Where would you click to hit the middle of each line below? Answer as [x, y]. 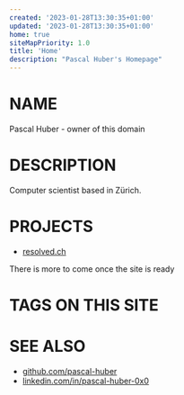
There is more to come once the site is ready [92, 269]
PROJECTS [52, 227]
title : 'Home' [36, 51]
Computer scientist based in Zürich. [75, 190]
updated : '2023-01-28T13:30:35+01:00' [82, 26]
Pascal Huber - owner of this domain [77, 129]
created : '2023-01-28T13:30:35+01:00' [82, 18]
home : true [30, 34]
